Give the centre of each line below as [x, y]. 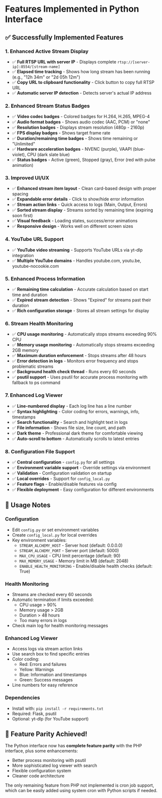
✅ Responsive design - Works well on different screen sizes [73, 226]
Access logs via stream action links [47, 649]
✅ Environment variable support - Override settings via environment [81, 467]
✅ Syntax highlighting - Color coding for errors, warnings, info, [76, 411]
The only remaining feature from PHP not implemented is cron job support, [80, 785]
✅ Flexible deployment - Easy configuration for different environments [83, 489]
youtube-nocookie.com [35, 266]
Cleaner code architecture [38, 776]
